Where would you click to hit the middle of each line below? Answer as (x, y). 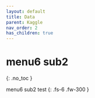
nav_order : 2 (22, 28)
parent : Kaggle (24, 22)
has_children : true (30, 33)
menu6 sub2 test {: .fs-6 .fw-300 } (47, 90)
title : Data (20, 17)
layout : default (26, 11)
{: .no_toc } (19, 78)
